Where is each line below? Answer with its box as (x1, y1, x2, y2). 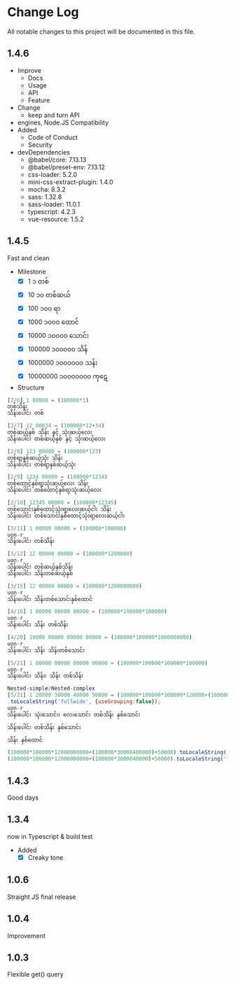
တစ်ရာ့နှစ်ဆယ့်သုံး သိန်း (7, 454, 63, 462)
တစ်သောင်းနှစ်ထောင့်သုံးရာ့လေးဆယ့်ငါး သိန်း (7, 505, 112, 513)
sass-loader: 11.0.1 (27, 200, 80, 208)
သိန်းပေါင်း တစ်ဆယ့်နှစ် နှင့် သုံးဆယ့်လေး (7, 435, 106, 442)
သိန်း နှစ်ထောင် (7, 736, 43, 744)
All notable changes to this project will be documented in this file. (7, 27, 196, 36)
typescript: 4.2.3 (27, 207, 76, 215)
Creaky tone (27, 853, 64, 861)
